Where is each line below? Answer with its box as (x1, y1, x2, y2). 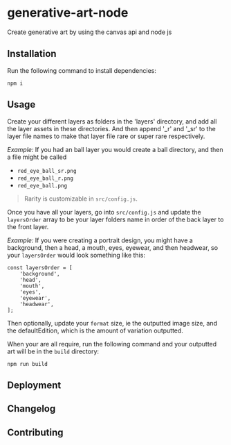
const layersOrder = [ (7, 264, 73, 271)
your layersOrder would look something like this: (7, 251, 145, 259)
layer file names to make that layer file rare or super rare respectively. (7, 132, 205, 140)
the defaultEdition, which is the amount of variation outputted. (7, 326, 183, 335)
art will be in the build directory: (7, 347, 99, 355)
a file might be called (7, 153, 67, 161)
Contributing (7, 426, 64, 438)
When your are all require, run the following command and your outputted (7, 339, 217, 348)
